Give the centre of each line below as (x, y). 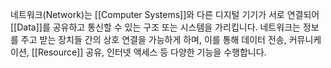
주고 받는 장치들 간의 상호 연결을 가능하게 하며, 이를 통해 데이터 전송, (153, 39)
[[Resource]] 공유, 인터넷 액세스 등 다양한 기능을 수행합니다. (149, 52)
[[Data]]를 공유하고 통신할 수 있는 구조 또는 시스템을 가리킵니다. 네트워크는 (155, 27)
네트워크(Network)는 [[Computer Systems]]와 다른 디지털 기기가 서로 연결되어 (165, 14)
